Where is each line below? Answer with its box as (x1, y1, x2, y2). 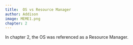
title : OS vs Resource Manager (5, 7, 71, 12)
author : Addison (5, 12, 38, 17)
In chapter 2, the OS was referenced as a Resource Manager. (5, 34, 129, 40)
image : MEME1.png (5, 16, 41, 21)
